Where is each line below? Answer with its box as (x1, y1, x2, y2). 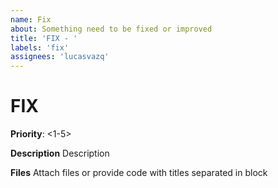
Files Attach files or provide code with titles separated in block (10, 167, 268, 179)
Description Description (10, 147, 110, 160)
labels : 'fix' (10, 42, 70, 53)
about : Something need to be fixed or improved (10, 24, 213, 34)
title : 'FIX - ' (10, 33, 78, 43)
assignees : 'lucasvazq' (10, 52, 110, 62)
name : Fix (10, 14, 52, 25)
